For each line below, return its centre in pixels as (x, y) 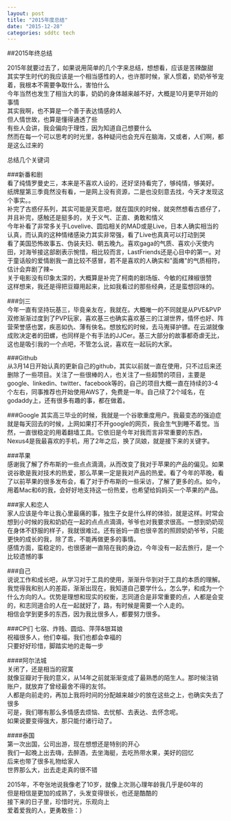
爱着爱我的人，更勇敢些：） (46, 811)
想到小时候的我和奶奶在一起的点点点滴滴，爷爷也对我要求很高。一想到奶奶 (112, 522)
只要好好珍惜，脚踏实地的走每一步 (55, 646)
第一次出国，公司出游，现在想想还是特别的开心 (73, 744)
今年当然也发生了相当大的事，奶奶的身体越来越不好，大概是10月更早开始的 (113, 94)
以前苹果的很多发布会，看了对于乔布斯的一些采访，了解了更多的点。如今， (118, 481)
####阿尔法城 (27, 661)
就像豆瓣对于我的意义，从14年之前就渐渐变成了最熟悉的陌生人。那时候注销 (113, 678)
